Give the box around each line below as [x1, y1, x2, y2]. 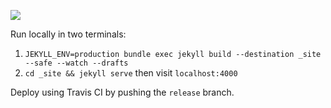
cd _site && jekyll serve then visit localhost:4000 [24, 67, 238, 79]
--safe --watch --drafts [24, 58, 129, 68]
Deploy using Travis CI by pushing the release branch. [10, 86, 235, 98]
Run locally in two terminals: [10, 28, 127, 40]
